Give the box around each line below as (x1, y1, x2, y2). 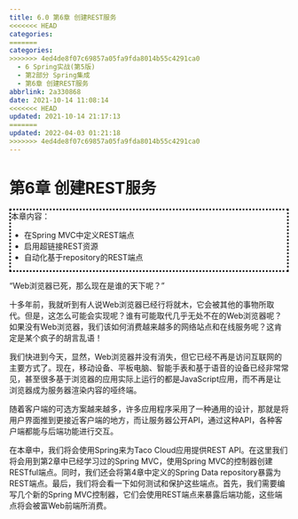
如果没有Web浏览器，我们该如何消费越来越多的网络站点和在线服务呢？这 (9, 321, 275, 331)
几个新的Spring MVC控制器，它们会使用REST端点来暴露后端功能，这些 (16, 489, 275, 499)
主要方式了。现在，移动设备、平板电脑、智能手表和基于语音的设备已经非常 (9, 362, 281, 373)
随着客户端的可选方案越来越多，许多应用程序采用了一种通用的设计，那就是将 (9, 403, 289, 414)
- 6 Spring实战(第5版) (17, 63, 96, 72)
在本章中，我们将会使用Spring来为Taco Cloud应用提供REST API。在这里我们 (9, 444, 288, 455)
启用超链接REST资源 (23, 241, 99, 252)
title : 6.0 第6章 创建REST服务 (9, 12, 117, 22)
